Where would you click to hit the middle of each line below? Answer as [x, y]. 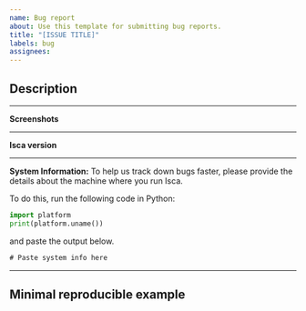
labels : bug [32, 43]
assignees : [30, 52]
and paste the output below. [62, 241]
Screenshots [34, 118]
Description [43, 89]
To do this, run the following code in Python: [92, 198]
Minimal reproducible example [97, 294]
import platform [40, 215]
